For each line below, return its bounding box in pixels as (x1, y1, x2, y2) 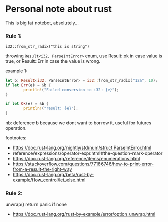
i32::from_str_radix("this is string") (5, 44, 90, 49)
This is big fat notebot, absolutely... (5, 20, 79, 26)
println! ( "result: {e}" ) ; (23, 106, 79, 111)
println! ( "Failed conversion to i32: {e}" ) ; (23, 87, 119, 92)
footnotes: (5, 135, 27, 141)
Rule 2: (5, 190, 23, 197)
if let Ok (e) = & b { (5, 101, 49, 106)
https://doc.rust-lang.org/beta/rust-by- (12, 172, 94, 178)
